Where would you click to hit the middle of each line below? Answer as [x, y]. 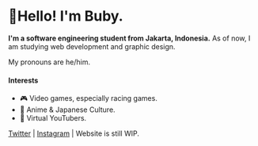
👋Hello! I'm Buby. [66, 16]
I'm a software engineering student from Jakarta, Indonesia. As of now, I [129, 38]
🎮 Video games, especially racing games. [89, 98]
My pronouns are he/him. [49, 62]
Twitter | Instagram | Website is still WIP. [74, 133]
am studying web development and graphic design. [92, 46]
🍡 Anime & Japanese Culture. [68, 109]
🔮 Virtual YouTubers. [53, 118]
